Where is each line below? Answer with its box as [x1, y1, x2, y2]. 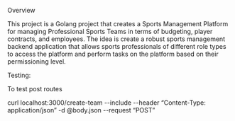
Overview [7, 6, 35, 14]
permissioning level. [7, 57, 66, 66]
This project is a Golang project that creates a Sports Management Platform [7, 20, 229, 28]
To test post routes [7, 85, 62, 93]
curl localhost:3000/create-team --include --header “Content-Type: [7, 98, 206, 107]
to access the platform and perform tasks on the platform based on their [7, 50, 219, 58]
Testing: [7, 71, 31, 79]
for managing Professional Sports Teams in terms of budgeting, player [7, 28, 213, 35]
